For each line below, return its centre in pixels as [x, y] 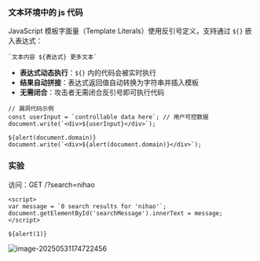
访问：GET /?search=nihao [52, 184]
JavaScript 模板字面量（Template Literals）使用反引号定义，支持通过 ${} [126, 31]
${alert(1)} [27, 233]
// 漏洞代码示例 [31, 109]
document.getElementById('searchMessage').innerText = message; [115, 213]
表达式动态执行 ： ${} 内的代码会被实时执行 [88, 73]
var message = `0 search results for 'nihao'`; [88, 206]
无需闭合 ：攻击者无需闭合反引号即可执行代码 [92, 93]
